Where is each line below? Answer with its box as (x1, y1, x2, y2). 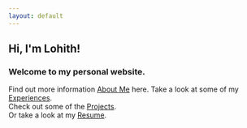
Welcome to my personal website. (8, 66, 145, 77)
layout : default (8, 11, 63, 20)
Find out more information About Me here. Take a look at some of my (8, 84, 240, 94)
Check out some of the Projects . (8, 102, 116, 112)
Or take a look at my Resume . (8, 110, 107, 120)
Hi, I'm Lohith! (8, 42, 81, 56)
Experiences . (8, 93, 53, 103)
